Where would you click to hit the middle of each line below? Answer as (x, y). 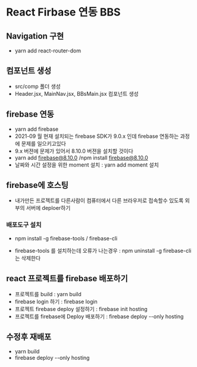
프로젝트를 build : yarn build (48, 294)
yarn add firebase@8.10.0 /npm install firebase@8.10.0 (81, 158)
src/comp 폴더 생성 (37, 86)
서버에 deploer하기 (48, 208)
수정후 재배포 (29, 337)
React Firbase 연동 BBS (63, 12)
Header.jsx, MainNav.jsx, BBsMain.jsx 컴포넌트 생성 (76, 93)
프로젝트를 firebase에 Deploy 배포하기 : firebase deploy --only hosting (99, 316)
